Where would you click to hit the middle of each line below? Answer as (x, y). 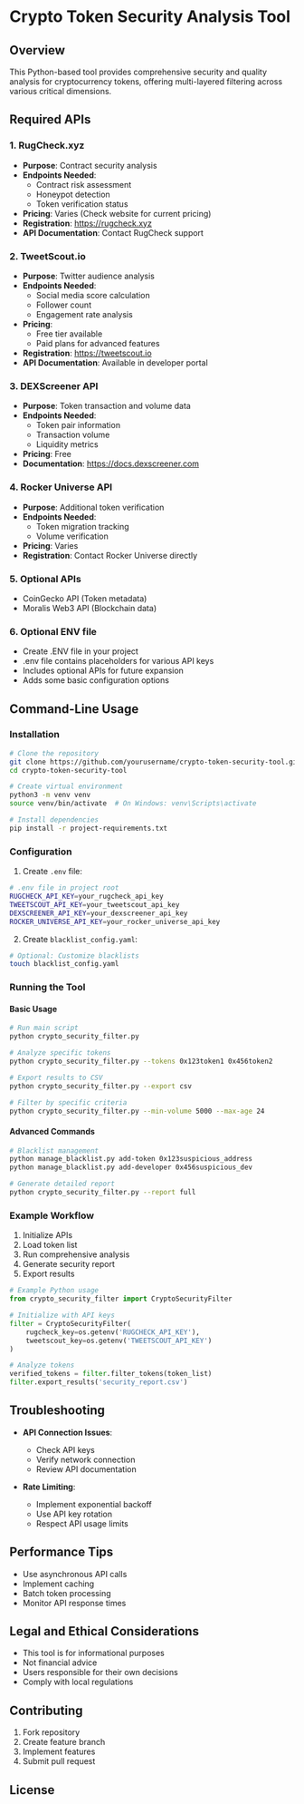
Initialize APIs (47, 1235)
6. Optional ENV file (53, 631)
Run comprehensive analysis (76, 1254)
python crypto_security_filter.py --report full (103, 1193)
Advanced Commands (52, 1131)
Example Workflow (52, 1215)
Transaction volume (73, 435)
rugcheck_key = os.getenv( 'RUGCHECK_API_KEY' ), (113, 1332)
